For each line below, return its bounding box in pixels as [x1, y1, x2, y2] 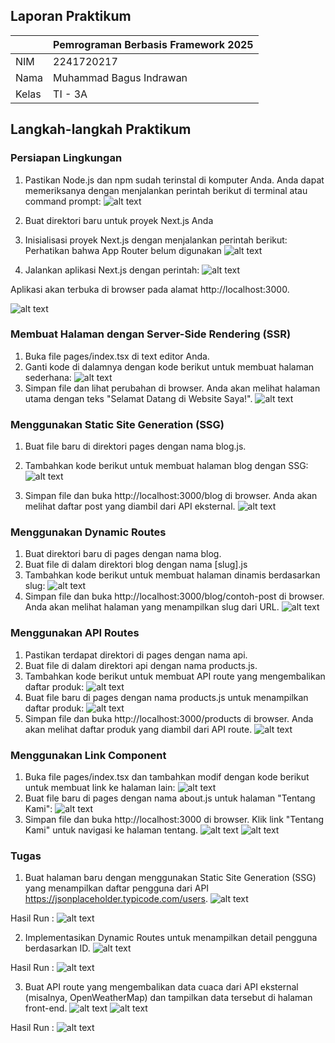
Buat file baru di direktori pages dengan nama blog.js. [24, 440, 247, 453]
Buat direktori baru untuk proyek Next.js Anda [24, 214, 214, 226]
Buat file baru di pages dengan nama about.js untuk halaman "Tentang [24, 792, 316, 804]
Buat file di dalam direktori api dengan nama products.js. [24, 659, 258, 671]
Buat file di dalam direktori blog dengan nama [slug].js [24, 559, 248, 571]
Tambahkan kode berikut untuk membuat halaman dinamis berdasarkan [24, 569, 321, 581]
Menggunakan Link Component [10, 748, 167, 762]
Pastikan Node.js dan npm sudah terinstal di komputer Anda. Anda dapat [24, 174, 325, 186]
